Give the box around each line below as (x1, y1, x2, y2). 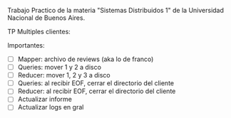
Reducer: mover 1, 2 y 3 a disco (17, 71, 111, 80)
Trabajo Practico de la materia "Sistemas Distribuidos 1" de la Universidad (7, 6, 225, 14)
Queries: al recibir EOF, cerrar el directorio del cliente (17, 79, 175, 87)
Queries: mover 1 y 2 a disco (17, 63, 102, 72)
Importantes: (7, 41, 45, 49)
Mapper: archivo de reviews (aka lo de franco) (17, 55, 154, 63)
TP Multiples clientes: (7, 28, 71, 36)
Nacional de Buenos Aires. (7, 14, 86, 22)
